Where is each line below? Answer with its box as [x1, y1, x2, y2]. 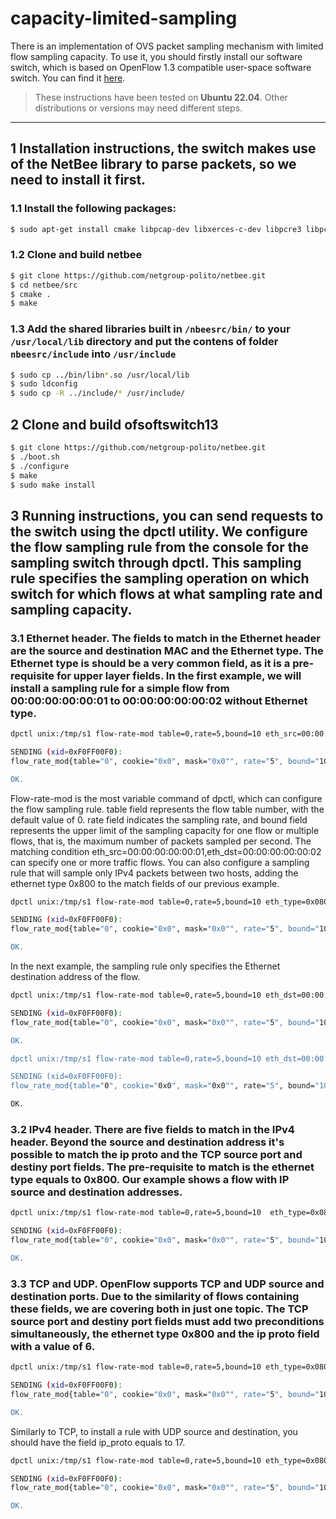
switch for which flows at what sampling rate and [10, 585, 323, 602]
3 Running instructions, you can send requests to [10, 507, 324, 524]
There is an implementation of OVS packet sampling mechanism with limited [10, 40, 324, 52]
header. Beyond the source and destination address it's [10, 1135, 285, 1149]
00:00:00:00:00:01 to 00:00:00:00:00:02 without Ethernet [10, 693, 308, 707]
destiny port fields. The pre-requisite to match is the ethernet [10, 1160, 315, 1174]
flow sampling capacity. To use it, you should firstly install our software [10, 50, 303, 62]
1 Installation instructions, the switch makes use [10, 140, 317, 157]
